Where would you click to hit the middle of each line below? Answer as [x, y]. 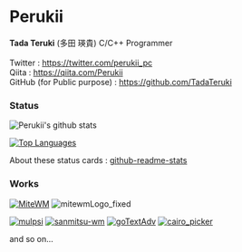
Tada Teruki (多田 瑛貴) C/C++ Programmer [91, 43]
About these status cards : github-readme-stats [98, 160]
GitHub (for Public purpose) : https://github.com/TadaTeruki [121, 82]
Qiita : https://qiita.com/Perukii [67, 72]
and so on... [32, 238]
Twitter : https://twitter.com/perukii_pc [81, 63]
